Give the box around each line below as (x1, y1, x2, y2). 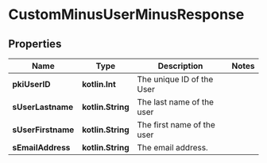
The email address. (137, 142, 208, 153)
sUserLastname (12, 101, 74, 112)
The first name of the (137, 119, 216, 130)
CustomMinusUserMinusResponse (8, 6, 245, 24)
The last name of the (137, 97, 215, 108)
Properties (8, 37, 62, 51)
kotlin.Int (82, 79, 117, 89)
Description (157, 61, 203, 71)
